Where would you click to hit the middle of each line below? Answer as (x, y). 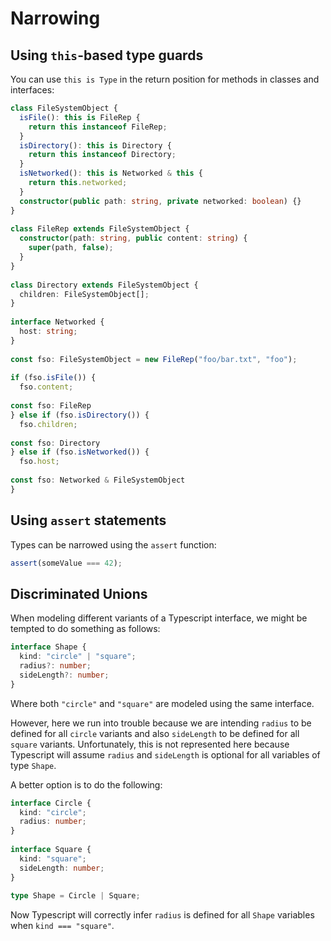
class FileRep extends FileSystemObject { (100, 229)
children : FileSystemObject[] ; (84, 294)
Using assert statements (88, 520)
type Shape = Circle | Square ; (75, 896)
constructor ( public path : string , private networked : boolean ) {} (160, 201)
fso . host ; (39, 462)
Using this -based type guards (107, 55)
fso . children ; (48, 424)
